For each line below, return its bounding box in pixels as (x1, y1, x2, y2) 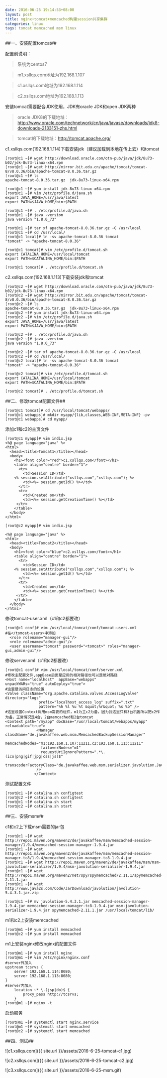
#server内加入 (5, 983, 32, 988)
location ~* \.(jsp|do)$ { (14, 987, 70, 993)
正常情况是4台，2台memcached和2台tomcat (16, 715, 93, 720)
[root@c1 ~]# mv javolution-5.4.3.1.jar (5, 899, 90, 904)
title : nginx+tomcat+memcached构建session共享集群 (5, 16, 108, 21)
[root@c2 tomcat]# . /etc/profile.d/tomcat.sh (5, 389, 103, 394)
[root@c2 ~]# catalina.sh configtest (5, 795, 83, 800)
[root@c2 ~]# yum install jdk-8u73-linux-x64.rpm (5, 310, 110, 315)
